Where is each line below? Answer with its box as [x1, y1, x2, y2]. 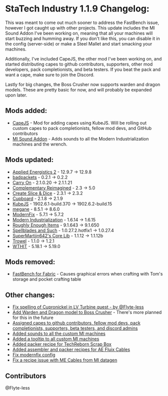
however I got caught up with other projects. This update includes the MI [5, 24, 155, 30]
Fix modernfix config [12, 352, 56, 358]
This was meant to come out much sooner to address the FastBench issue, [5, 19, 159, 25]
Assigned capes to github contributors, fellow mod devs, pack [12, 320, 141, 326]
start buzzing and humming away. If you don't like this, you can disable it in [5, 35, 160, 41]
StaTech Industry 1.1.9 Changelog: [5, 3, 150, 14]
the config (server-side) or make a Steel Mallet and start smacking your [5, 40, 152, 46]
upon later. [5, 92, 27, 98]
